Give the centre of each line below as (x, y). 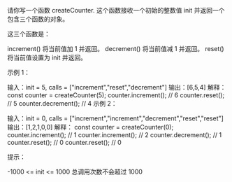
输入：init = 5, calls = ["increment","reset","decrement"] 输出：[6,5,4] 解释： (117, 87)
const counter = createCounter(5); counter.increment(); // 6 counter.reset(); (116, 95)
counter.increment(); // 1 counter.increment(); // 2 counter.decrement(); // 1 (115, 135)
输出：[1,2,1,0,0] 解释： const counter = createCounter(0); (90, 127)
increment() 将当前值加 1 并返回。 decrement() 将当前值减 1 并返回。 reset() (116, 49)
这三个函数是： (29, 34)
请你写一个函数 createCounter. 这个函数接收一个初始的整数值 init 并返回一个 (116, 10)
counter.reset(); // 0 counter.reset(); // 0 (65, 142)
